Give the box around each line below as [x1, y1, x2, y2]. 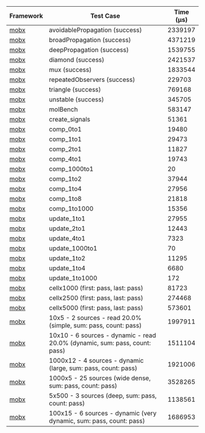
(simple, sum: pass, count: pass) [48, 321, 142, 329]
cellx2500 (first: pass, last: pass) [48, 294, 143, 302]
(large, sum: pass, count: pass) [48, 364, 137, 372]
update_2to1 [48, 224, 85, 233]
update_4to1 [48, 235, 85, 242]
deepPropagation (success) [48, 46, 129, 54]
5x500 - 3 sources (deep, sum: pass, [48, 391, 157, 399]
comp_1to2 [48, 175, 82, 183]
